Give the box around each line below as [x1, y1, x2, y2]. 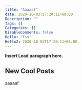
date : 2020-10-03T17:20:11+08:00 [5, 12, 73, 17]
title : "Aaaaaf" [5, 7, 38, 12]
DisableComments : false [5, 30, 54, 35]
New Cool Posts [5, 67, 55, 75]
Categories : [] [5, 26, 36, 30]
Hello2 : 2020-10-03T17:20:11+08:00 [5, 39, 78, 44]
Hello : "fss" [5, 35, 32, 40]
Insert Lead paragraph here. [5, 53, 63, 59]
